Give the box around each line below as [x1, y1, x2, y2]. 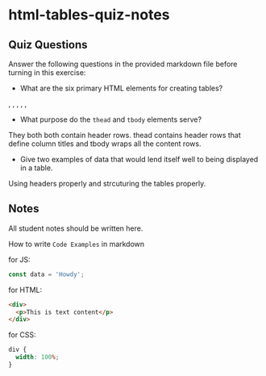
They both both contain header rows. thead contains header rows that [8, 131, 242, 140]
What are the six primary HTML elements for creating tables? [19, 83, 223, 93]
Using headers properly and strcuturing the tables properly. [8, 179, 206, 188]
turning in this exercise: [8, 68, 86, 77]
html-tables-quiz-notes [8, 6, 171, 24]
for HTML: [8, 285, 43, 295]
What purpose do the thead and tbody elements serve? [19, 115, 202, 124]
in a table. [19, 163, 53, 173]
